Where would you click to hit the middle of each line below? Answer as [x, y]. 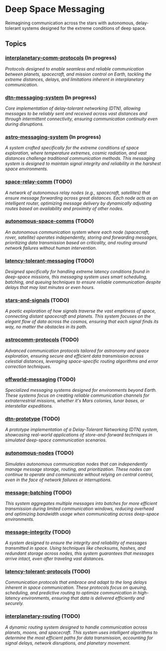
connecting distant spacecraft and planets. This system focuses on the [78, 316]
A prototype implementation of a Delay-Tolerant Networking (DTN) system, [82, 430]
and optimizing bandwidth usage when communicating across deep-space [82, 514]
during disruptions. [25, 124]
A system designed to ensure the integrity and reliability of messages [76, 543]
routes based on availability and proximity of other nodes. [64, 208]
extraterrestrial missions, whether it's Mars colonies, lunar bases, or [75, 400]
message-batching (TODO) [38, 493]
